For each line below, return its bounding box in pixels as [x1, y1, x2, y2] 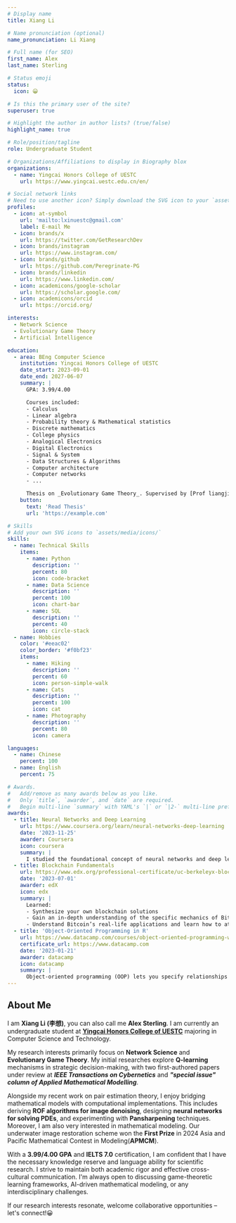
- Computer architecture [25, 464, 99, 472]
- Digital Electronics [25, 444, 93, 451]
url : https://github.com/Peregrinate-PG [20, 263, 140, 270]
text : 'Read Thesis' [25, 503, 86, 510]
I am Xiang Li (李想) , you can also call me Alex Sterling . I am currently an [7, 1019, 219, 1027]
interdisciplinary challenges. [7, 1187, 89, 1196]
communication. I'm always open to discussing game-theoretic [30, 1172, 213, 1181]
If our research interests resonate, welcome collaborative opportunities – [7, 1201, 218, 1210]
